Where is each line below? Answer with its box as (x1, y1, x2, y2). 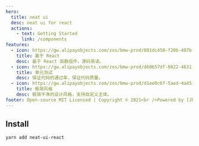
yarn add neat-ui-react (5, 135, 65, 141)
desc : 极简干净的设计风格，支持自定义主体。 (16, 91, 112, 97)
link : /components (21, 36, 67, 42)
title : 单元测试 (16, 69, 53, 75)
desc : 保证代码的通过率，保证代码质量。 (16, 75, 103, 81)
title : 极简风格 (16, 86, 53, 92)
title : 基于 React (16, 53, 60, 59)
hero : (5, 8, 19, 15)
